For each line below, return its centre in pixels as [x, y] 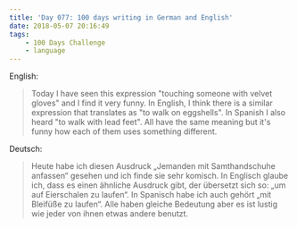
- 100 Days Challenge [65, 42]
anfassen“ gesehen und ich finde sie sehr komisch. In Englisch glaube [160, 176]
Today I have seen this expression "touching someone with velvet [152, 94]
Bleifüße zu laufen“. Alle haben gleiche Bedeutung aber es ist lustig [154, 204]
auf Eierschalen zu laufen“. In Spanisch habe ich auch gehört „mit [151, 195]
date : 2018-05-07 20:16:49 [59, 26]
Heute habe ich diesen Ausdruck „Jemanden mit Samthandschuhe [153, 166]
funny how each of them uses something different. [124, 131]
